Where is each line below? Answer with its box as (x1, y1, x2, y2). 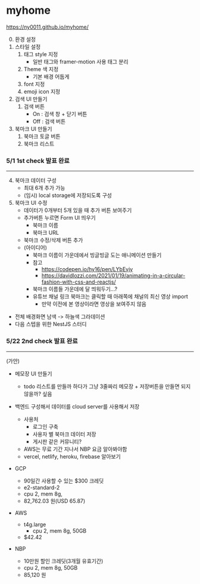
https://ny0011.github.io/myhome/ (6, 23, 89, 30)
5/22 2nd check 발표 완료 (6, 337, 79, 345)
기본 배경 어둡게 (32, 73, 70, 80)
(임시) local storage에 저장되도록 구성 (23, 192, 112, 199)
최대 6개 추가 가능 (23, 185, 65, 192)
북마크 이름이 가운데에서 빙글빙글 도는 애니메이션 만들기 (32, 251, 162, 259)
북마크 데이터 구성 (14, 177, 57, 184)
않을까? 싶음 (23, 390, 52, 397)
